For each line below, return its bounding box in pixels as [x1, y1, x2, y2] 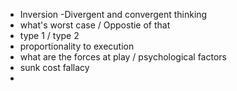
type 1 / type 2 [19, 30, 80, 41]
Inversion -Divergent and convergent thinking [19, 9, 208, 20]
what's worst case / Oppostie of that [19, 19, 171, 31]
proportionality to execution [19, 40, 135, 52]
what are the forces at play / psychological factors [19, 51, 227, 63]
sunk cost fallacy [19, 62, 90, 73]
